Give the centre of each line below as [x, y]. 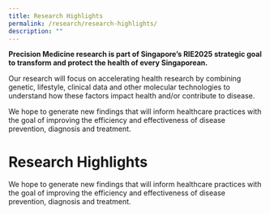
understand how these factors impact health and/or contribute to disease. [132, 96]
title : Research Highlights [56, 16]
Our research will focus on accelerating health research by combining [125, 79]
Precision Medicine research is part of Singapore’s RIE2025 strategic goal [135, 55]
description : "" [36, 31]
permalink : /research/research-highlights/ [83, 24]
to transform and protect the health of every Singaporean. [108, 63]
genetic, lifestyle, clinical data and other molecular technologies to [120, 87]
